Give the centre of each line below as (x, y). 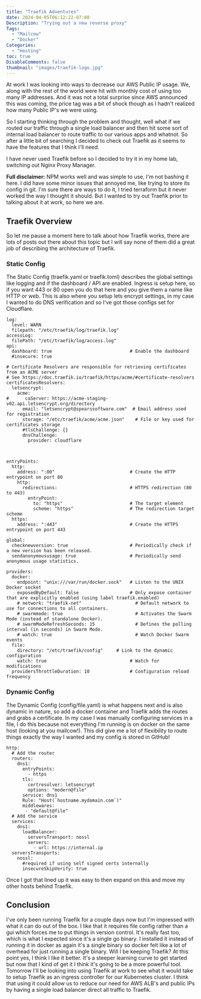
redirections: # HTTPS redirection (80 (107, 488)
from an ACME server (32, 373)
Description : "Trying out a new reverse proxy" (67, 23)
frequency (19, 677)
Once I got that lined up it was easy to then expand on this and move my (95, 880)
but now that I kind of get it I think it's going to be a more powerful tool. (94, 964)
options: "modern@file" (57, 790)
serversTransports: (36, 853)
